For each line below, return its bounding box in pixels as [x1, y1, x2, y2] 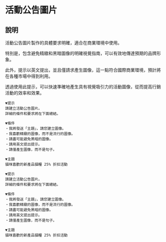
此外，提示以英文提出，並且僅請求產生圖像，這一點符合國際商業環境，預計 [5, 67, 157, 73]
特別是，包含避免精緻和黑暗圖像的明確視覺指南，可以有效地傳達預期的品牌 [5, 50, 157, 56]
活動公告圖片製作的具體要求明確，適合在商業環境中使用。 [5, 40, 122, 46]
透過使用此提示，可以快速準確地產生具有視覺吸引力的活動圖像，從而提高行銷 [5, 84, 161, 90]
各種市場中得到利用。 [9, 73, 53, 79]
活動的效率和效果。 [5, 90, 44, 96]
